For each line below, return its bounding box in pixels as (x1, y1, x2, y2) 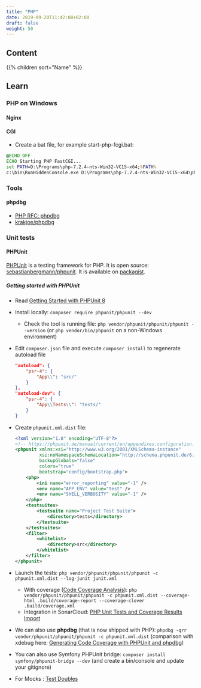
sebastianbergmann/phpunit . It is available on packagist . (6, 268, 145, 275)
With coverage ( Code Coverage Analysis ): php (23, 586, 138, 593)
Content (6, 47, 38, 58)
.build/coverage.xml (23, 603, 75, 609)
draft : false (6, 20, 39, 26)
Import (23, 614, 41, 622)
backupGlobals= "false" (39, 458, 96, 464)
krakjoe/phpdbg (14, 218, 55, 225)
